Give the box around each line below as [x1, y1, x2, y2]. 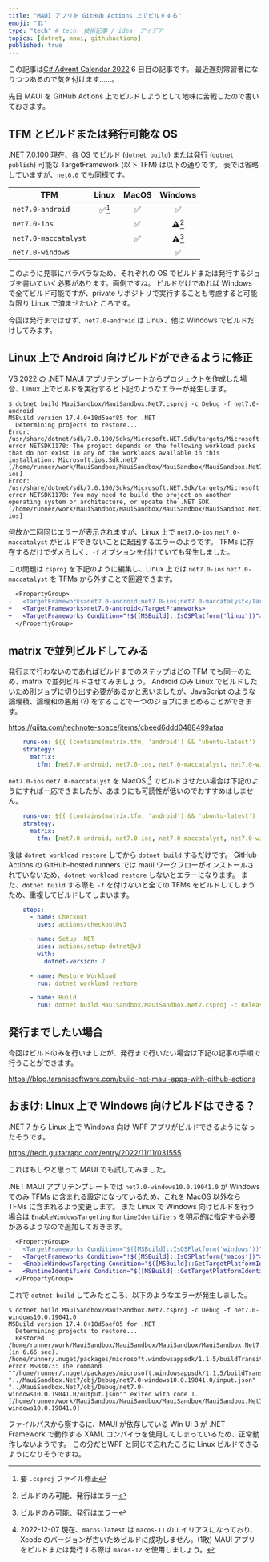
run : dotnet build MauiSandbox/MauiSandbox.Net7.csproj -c [37, 1001, 239, 1009]
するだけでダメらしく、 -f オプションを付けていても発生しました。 [14, 547, 235, 556]
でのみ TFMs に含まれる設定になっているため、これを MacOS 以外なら [8, 1192, 242, 1201]
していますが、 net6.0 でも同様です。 [8, 170, 130, 179]
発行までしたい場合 [8, 1025, 103, 1039]
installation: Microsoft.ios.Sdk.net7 [8, 455, 138, 464]
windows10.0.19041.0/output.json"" [8, 1390, 127, 1399]
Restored [15, 1334, 45, 1343]
